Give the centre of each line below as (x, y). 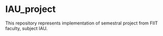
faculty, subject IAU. (26, 28)
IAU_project (31, 9)
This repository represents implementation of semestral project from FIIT (81, 23)
